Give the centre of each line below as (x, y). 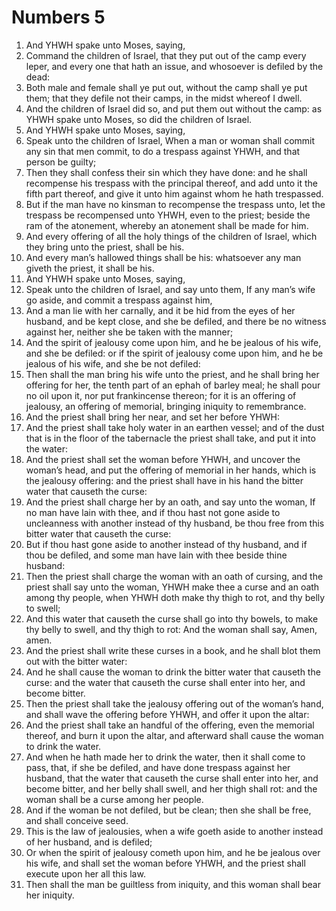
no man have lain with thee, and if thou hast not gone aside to (153, 512)
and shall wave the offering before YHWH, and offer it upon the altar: (167, 714)
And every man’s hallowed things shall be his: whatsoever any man (163, 257)
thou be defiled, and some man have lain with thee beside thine (156, 555)
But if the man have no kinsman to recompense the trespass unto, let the (175, 204)
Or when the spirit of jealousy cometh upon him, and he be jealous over (173, 852)
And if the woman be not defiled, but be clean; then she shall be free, (168, 810)
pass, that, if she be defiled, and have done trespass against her (158, 767)
